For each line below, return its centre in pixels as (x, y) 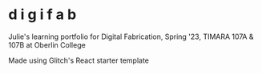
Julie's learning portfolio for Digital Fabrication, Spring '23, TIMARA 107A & (131, 36)
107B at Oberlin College (47, 44)
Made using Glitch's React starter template (79, 60)
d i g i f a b (42, 15)
